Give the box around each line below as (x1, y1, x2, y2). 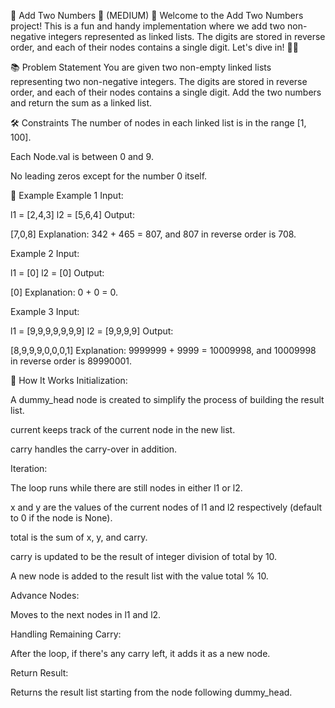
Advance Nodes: (10, 590, 80, 601)
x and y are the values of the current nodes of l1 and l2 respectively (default (10, 501, 323, 513)
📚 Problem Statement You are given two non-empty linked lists (10, 61, 272, 73)
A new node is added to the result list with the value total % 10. (10, 570, 269, 582)
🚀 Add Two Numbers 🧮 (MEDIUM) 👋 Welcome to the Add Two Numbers (10, 10, 304, 21)
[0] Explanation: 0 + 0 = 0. (10, 286, 119, 298)
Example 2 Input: (10, 248, 80, 259)
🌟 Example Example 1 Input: (10, 190, 124, 201)
